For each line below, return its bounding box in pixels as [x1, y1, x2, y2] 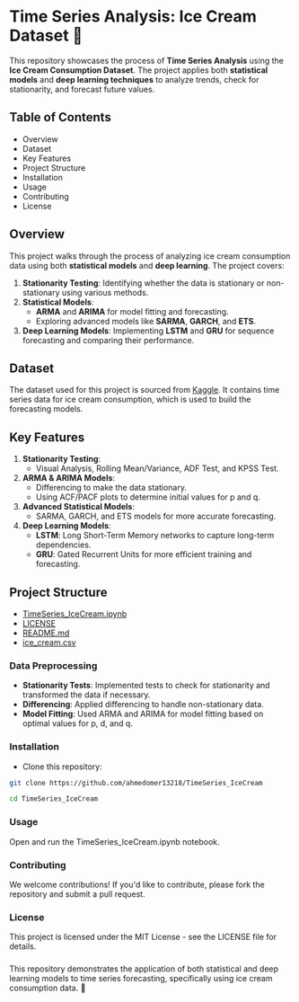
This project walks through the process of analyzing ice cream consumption [9, 250, 291, 262]
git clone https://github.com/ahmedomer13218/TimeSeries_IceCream [9, 778, 263, 787]
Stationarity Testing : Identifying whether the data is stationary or [22, 277, 265, 288]
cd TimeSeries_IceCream [9, 794, 99, 803]
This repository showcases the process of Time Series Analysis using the [9, 55, 285, 66]
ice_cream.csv [22, 637, 76, 648]
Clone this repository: [22, 761, 102, 772]
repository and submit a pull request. [9, 888, 145, 900]
